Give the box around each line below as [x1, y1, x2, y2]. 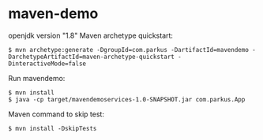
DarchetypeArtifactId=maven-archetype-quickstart [8, 53, 175, 61]
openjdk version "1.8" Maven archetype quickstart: [8, 31, 174, 40]
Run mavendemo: [8, 73, 66, 83]
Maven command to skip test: [8, 109, 105, 119]
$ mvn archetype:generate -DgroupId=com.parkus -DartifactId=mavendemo [8, 46, 249, 53]
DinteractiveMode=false [8, 60, 87, 68]
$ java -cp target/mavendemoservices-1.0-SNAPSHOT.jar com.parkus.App [8, 95, 246, 103]
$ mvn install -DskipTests [8, 124, 97, 132]
